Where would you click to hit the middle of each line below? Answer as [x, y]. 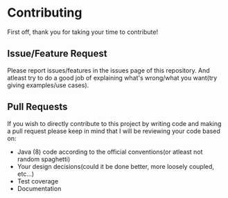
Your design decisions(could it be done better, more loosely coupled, [116, 166]
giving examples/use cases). [48, 85]
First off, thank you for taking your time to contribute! [82, 32]
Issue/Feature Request [57, 54]
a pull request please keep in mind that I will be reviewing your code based [114, 131]
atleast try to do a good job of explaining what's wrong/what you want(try [112, 78]
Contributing [45, 13]
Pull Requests [37, 107]
